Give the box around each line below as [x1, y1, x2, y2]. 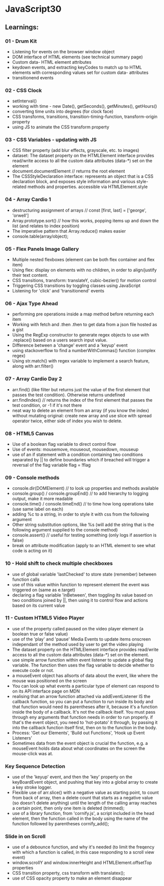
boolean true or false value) [12, 631, 68, 637]
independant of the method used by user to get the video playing [12, 641, 143, 647]
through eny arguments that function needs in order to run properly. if [12, 714, 153, 720]
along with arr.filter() [12, 363, 54, 369]
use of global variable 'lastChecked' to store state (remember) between [12, 571, 157, 577]
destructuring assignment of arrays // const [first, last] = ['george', [12, 207, 147, 213]
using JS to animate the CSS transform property [12, 124, 109, 130]
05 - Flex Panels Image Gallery [5, 245, 79, 252]
